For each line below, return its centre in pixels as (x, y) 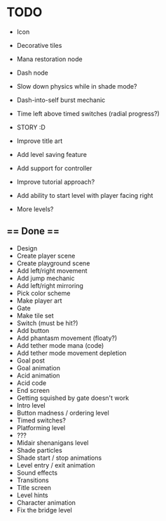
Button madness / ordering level (63, 413)
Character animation (46, 502)
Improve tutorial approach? (56, 182)
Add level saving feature (51, 154)
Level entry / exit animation (56, 465)
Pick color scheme (43, 293)
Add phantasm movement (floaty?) (67, 338)
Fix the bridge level (44, 510)
